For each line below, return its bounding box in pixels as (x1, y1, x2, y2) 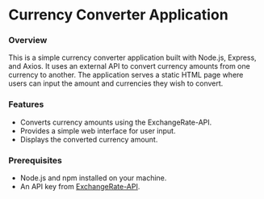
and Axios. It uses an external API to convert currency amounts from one (8, 61, 250, 71)
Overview (8, 35, 48, 46)
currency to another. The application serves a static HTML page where (8, 70, 244, 80)
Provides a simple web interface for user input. (19, 125, 176, 135)
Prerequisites (8, 155, 62, 166)
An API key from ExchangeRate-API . (19, 182, 140, 192)
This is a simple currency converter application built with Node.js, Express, (8, 53, 257, 62)
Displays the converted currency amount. (19, 134, 158, 144)
